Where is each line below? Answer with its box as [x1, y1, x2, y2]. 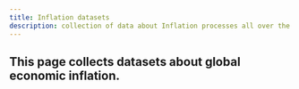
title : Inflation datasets [9, 12, 110, 22]
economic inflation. [9, 68, 121, 83]
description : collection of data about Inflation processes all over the [9, 21, 291, 30]
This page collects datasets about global [9, 54, 241, 69]
